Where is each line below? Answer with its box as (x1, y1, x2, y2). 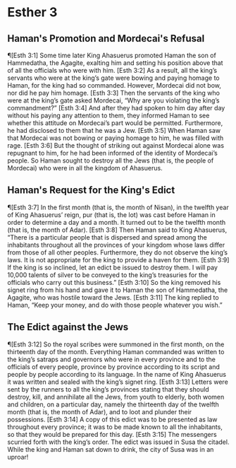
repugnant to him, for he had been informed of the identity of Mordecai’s (7, 149, 218, 157)
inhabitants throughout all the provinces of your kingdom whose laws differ (7, 240, 225, 249)
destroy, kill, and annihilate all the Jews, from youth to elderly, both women (7, 392, 225, 401)
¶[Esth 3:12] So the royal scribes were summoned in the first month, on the (7, 340, 225, 349)
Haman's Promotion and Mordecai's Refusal (7, 33, 205, 45)
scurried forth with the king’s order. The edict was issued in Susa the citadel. (7, 438, 230, 446)
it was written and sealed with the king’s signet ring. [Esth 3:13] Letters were (7, 378, 229, 386)
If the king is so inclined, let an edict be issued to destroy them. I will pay (7, 263, 218, 271)
